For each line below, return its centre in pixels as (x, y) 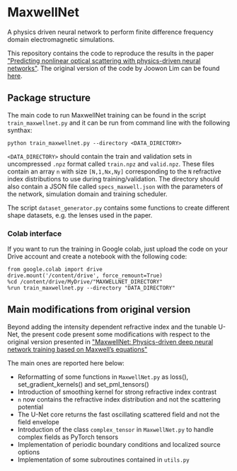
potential (30, 407)
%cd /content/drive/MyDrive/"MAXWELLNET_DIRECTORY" (85, 282)
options (29, 452)
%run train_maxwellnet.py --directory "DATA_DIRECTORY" (91, 288)
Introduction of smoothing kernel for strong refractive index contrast (117, 392)
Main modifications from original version (99, 310)
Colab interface (35, 233)
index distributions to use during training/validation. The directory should (114, 178)
